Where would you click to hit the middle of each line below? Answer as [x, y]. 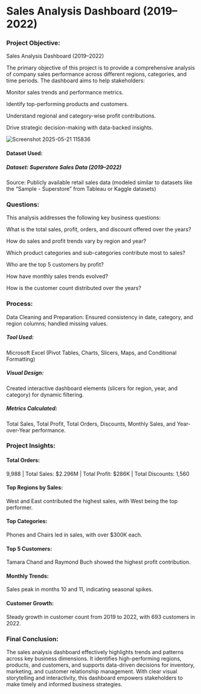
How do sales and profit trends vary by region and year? [76, 241]
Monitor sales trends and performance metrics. [65, 93]
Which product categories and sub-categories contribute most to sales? [96, 253]
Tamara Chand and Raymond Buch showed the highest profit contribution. [99, 562]
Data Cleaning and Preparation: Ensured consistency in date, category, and [100, 317]
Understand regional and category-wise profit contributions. [81, 116]
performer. [20, 507]
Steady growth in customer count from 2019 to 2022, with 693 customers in [101, 616]
